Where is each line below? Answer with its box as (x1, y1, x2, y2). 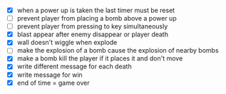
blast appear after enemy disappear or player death (16, 30, 169, 38)
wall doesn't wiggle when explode (16, 38, 118, 47)
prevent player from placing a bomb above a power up (16, 14, 177, 23)
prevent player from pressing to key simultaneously (16, 22, 168, 31)
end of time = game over (16, 78, 90, 87)
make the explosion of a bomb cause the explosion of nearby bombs (16, 46, 219, 55)
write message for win (16, 70, 83, 79)
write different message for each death (16, 62, 133, 70)
